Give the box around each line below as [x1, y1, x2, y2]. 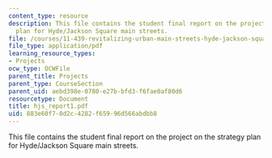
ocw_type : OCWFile [8, 65, 70, 73]
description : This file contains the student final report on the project [8, 19, 266, 28]
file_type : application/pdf [8, 42, 104, 50]
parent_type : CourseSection [8, 79, 104, 88]
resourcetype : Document [8, 95, 89, 103]
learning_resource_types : [8, 49, 96, 58]
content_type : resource [8, 11, 89, 20]
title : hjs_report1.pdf [8, 102, 89, 110]
